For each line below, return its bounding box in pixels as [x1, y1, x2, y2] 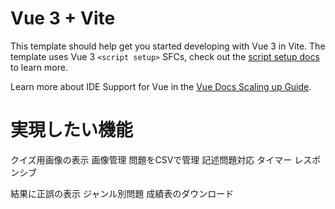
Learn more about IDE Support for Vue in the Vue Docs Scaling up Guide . [10, 80, 312, 92]
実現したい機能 [10, 119, 134, 142]
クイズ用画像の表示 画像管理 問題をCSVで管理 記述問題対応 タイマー [10, 153, 293, 166]
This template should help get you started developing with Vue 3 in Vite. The [10, 40, 326, 52]
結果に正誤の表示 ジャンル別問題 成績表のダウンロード [10, 187, 235, 199]
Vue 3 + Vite [10, 7, 116, 30]
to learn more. [10, 61, 68, 73]
